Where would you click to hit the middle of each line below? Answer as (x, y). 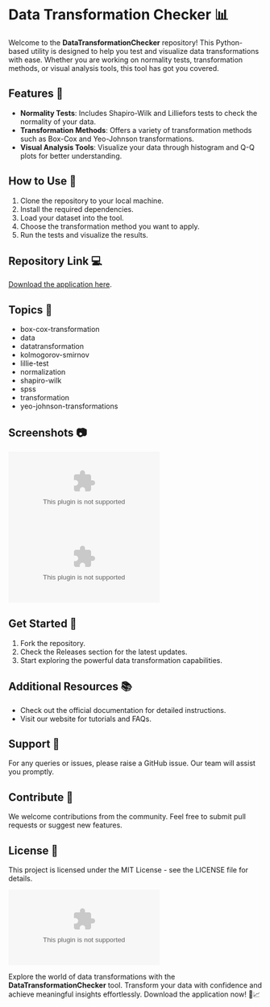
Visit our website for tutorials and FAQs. (85, 719)
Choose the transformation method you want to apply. (110, 226)
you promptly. (31, 772)
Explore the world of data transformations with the (92, 977)
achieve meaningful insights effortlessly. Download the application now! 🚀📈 (134, 994)
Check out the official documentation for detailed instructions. (123, 710)
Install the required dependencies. (77, 209)
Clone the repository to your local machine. (91, 201)
